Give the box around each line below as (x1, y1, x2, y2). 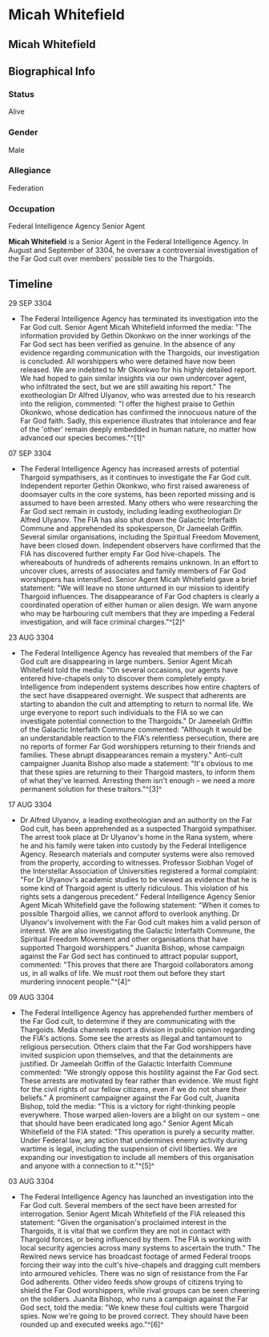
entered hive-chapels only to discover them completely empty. (19, 673, 227, 683)
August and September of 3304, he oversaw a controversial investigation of (8, 246, 259, 255)
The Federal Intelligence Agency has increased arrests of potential (19, 464, 240, 473)
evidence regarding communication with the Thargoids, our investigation (19, 347, 260, 357)
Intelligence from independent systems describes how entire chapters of (19, 682, 260, 692)
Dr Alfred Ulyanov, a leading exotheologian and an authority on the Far (19, 815, 253, 825)
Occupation (8, 203, 55, 214)
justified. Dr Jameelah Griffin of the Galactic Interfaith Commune (19, 1058, 232, 1068)
